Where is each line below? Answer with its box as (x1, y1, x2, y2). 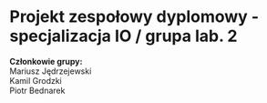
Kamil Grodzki (9, 75, 62, 86)
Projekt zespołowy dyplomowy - (9, 6, 260, 27)
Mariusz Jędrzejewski (9, 66, 92, 77)
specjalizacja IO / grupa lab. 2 (9, 26, 238, 46)
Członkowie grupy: (9, 56, 83, 67)
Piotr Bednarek (9, 85, 66, 96)
